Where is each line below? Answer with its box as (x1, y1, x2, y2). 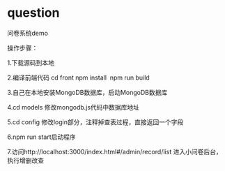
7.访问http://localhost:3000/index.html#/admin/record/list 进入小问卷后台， (7, 147, 222, 156)
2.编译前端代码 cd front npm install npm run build (7, 73, 150, 82)
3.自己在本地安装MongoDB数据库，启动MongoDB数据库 (7, 88, 168, 96)
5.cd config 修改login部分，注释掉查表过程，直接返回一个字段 (7, 117, 184, 126)
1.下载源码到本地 (7, 58, 54, 67)
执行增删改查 (7, 156, 44, 165)
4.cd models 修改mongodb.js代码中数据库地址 (7, 103, 140, 111)
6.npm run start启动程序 (7, 133, 77, 141)
